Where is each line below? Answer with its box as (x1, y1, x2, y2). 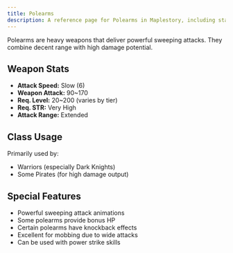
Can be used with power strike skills (17, 238, 121, 246)
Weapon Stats (7, 63, 69, 75)
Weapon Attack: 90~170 (17, 89, 89, 97)
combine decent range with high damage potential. (7, 43, 153, 51)
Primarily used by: (7, 150, 59, 158)
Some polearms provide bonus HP (17, 216, 116, 224)
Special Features (7, 190, 82, 202)
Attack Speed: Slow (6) (17, 81, 85, 90)
